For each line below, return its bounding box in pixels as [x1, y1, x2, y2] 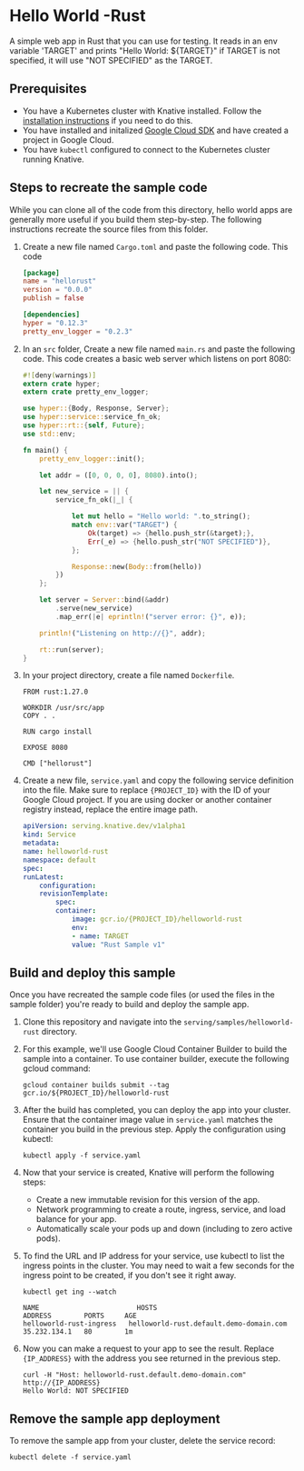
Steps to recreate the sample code [9, 180, 208, 195]
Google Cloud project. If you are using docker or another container [22, 795, 272, 806]
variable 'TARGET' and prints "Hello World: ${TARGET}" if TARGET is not [9, 45, 280, 55]
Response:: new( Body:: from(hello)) [71, 562, 202, 571]
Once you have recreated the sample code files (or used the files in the [9, 989, 275, 1000]
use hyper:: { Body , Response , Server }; [22, 404, 170, 414]
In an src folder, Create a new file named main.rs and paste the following [22, 343, 296, 355]
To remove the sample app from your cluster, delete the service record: [9, 1436, 276, 1446]
